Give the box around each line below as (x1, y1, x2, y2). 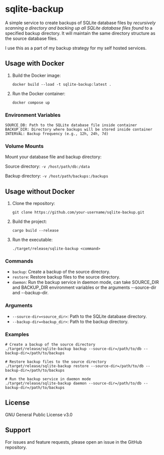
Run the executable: (12, 237, 53, 243)
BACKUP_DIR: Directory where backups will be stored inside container (5, 127, 153, 132)
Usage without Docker (5, 187, 75, 196)
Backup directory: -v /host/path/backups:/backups (5, 173, 109, 179)
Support (5, 426, 31, 434)
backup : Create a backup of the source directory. (12, 269, 110, 275)
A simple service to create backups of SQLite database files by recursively (5, 20, 156, 26)
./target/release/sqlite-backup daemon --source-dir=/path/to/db (5, 381, 141, 386)
